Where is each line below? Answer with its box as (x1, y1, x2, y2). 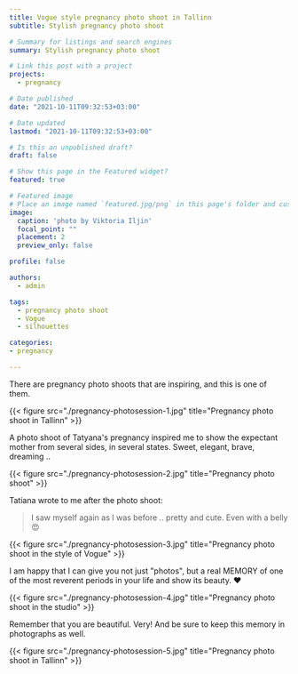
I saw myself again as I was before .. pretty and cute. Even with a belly (30, 512, 288, 523)
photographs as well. (9, 628, 86, 638)
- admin (17, 281, 46, 290)
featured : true (9, 175, 66, 185)
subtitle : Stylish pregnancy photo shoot (9, 21, 165, 30)
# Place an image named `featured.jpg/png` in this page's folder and (9, 199, 276, 209)
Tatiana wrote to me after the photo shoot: (9, 494, 163, 505)
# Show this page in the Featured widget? (9, 167, 169, 176)
